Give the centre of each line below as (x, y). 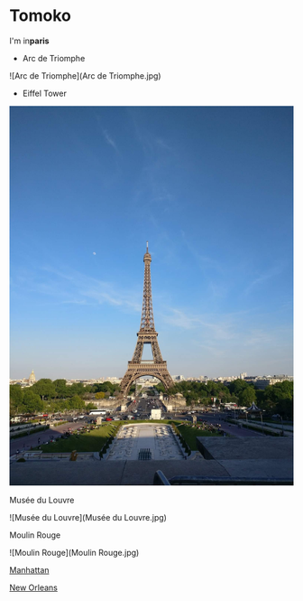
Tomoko (41, 16)
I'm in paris (29, 41)
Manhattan (29, 569)
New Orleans (34, 587)
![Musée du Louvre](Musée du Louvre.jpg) (88, 517)
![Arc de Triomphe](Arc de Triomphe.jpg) (85, 75)
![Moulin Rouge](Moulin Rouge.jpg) (74, 552)
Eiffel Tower (45, 93)
